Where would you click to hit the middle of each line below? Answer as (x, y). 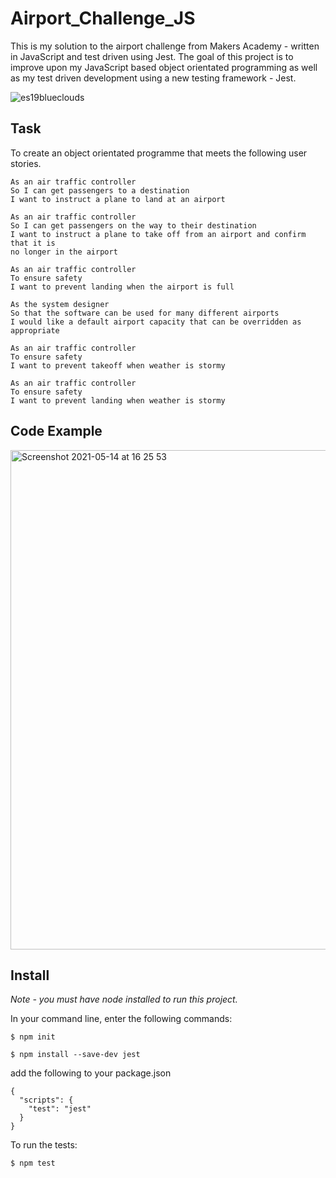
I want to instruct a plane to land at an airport (118, 199)
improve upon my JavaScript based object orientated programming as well (164, 67)
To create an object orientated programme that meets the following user (159, 153)
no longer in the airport (64, 252)
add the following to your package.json (91, 1073)
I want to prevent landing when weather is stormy (118, 400)
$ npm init (33, 1037)
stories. (26, 163)
